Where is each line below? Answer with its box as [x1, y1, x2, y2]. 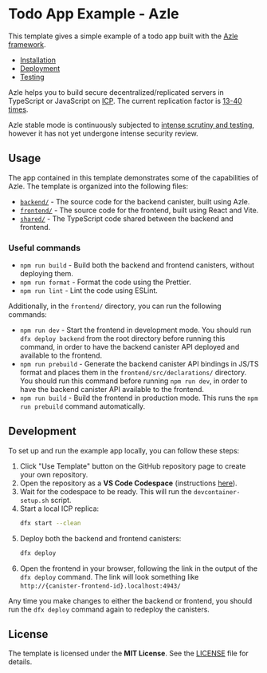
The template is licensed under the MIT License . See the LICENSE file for [8, 648, 249, 659]
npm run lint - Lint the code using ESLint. [19, 286, 158, 295]
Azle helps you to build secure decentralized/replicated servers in [8, 87, 225, 97]
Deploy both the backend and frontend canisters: [19, 533, 182, 543]
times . [8, 105, 29, 114]
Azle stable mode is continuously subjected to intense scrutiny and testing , [8, 120, 255, 129]
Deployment [19, 63, 61, 73]
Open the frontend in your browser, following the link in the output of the [19, 564, 257, 573]
